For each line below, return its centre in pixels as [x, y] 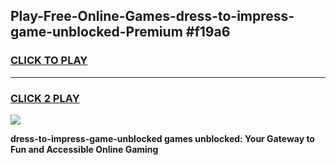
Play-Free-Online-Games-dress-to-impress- [152, 16]
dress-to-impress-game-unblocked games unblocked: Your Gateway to [162, 138]
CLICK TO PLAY [49, 61]
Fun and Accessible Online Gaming [84, 149]
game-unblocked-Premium [96, 32]
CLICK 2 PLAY [45, 98]
